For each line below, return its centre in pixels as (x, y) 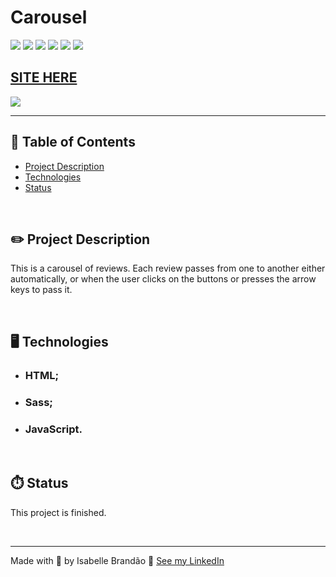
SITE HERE (44, 77)
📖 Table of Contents (73, 142)
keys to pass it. (41, 290)
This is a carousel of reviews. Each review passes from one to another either (168, 268)
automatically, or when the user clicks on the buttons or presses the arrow (163, 279)
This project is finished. (58, 512)
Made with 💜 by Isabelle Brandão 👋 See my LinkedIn (117, 560)
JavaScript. (53, 429)
